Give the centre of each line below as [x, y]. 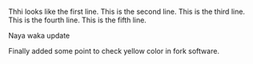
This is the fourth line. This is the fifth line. [77, 20]
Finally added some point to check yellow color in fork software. [114, 51]
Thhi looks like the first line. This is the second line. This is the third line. [127, 12]
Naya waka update [39, 36]
